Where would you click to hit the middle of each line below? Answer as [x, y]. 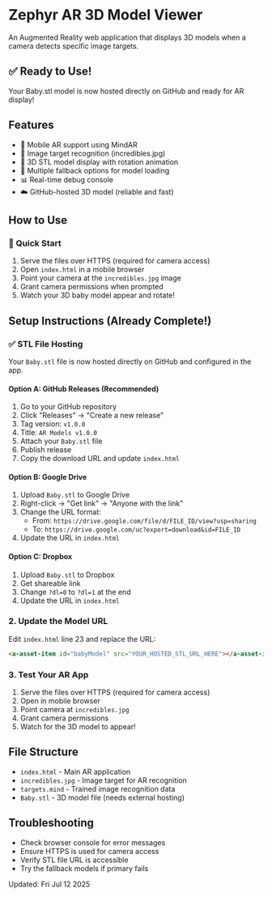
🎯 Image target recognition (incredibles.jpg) [93, 153]
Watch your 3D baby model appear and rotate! [98, 295]
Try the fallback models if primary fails [84, 868]
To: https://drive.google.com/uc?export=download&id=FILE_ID [136, 529]
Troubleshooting [51, 823]
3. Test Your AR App [49, 674]
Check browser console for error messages [93, 842]
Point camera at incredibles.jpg [74, 710]
